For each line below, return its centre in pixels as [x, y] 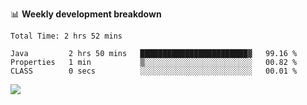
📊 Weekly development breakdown [86, 14]
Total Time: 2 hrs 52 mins [66, 36]
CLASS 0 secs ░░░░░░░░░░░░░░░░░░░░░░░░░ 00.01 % [154, 71]
